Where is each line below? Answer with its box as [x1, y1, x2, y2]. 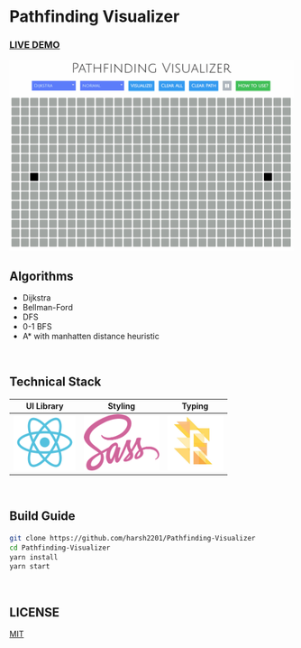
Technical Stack [9, 375, 102, 390]
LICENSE [9, 605, 60, 620]
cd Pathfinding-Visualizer [9, 543, 111, 552]
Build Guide [9, 508, 76, 524]
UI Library [25, 401, 64, 412]
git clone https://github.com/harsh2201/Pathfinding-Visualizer [9, 533, 256, 542]
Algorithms [9, 268, 74, 283]
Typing [181, 401, 209, 412]
